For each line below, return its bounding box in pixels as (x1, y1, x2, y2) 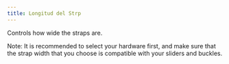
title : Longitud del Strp (7, 10, 81, 17)
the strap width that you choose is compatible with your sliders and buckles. (7, 49, 223, 57)
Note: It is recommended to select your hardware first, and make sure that (7, 42, 216, 50)
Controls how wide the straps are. (7, 29, 103, 37)
